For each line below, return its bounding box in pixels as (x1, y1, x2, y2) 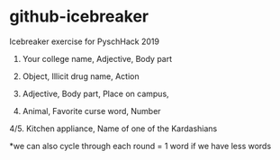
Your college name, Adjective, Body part (22, 53, 173, 64)
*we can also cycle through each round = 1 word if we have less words (9, 140, 272, 151)
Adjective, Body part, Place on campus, (22, 88, 169, 99)
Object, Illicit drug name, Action (22, 70, 140, 82)
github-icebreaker (9, 6, 149, 27)
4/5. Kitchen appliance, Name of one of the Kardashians (9, 123, 218, 134)
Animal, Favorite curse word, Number (22, 105, 161, 116)
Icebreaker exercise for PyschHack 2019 (9, 36, 160, 47)
